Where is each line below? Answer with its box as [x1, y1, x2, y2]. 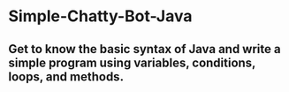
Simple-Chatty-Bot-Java [8, 6, 193, 27]
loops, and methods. [8, 69, 125, 84]
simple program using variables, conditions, [8, 55, 256, 70]
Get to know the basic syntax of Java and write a [8, 42, 281, 57]
